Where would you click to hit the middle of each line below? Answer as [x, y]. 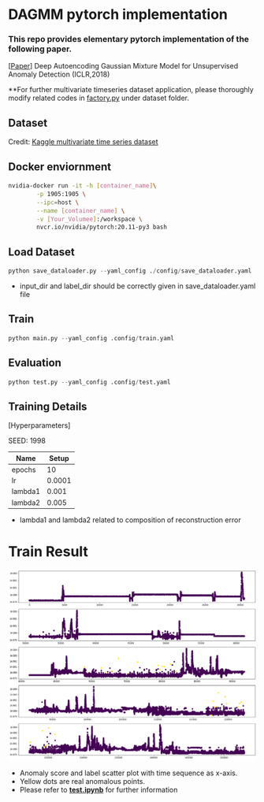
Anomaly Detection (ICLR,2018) [59, 74]
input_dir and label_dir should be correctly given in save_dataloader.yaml [138, 286]
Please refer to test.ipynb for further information [99, 789]
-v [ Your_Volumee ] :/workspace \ [90, 219]
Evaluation [35, 363]
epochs [24, 470]
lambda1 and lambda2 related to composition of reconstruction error [130, 520]
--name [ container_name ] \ [81, 210]
